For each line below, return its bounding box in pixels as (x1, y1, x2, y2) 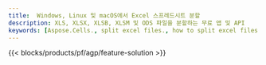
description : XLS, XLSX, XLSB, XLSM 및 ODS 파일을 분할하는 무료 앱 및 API (8, 19, 245, 27)
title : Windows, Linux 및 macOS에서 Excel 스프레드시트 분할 (8, 11, 201, 20)
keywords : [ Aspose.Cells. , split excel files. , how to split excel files (8, 26, 259, 34)
